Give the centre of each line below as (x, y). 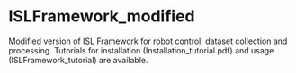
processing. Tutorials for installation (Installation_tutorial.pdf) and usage (141, 50)
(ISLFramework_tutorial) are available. (78, 60)
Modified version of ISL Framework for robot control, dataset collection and (148, 41)
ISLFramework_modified (102, 16)
